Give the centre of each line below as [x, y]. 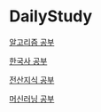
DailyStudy [51, 16]
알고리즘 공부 [32, 42]
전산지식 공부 [32, 80]
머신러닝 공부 [32, 99]
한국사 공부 [28, 60]
